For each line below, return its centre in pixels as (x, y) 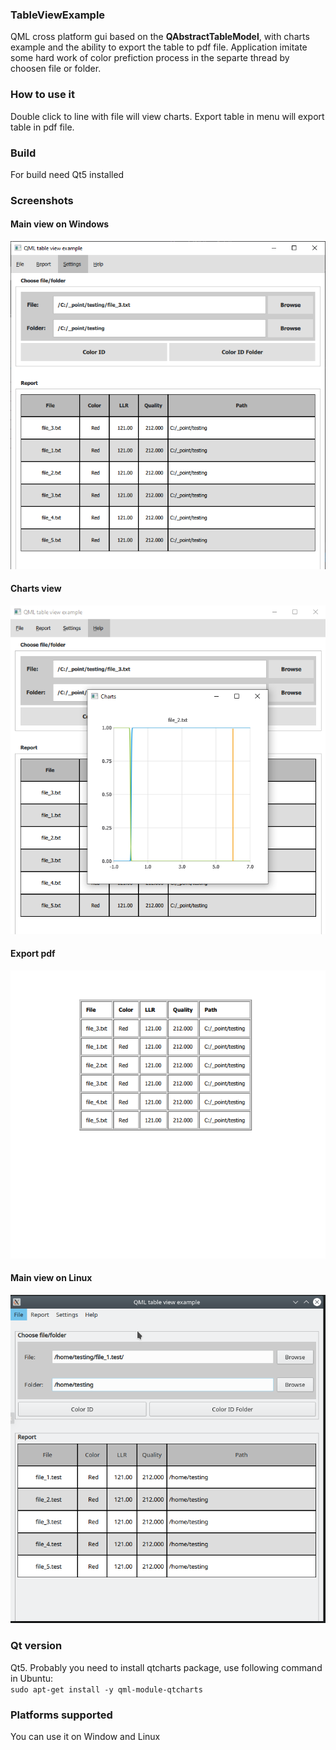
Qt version (36, 1646)
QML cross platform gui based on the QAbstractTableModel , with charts (160, 37)
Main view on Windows (60, 224)
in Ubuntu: (32, 1678)
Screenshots (42, 200)
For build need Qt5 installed (67, 174)
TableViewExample (58, 15)
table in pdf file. (42, 127)
